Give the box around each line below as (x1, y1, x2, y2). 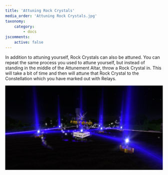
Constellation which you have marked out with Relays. (5, 75, 116, 81)
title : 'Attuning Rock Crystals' (5, 8, 75, 13)
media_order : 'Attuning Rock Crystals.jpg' (5, 13, 97, 19)
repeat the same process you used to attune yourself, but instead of (5, 59, 145, 65)
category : (14, 24, 35, 29)
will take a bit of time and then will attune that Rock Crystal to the (5, 70, 139, 76)
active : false (14, 40, 43, 45)
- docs (23, 29, 37, 35)
